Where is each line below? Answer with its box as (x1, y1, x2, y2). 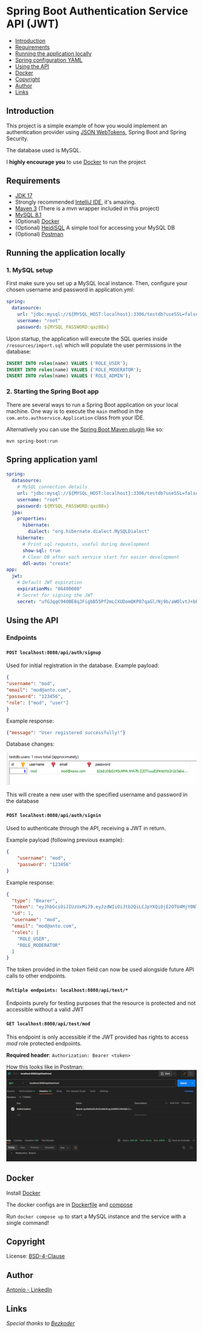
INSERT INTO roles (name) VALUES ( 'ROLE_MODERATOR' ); (6, 367, 142, 373)
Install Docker (6, 1189, 40, 1196)
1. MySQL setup (6, 266, 53, 274)
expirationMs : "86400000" (17, 586, 83, 592)
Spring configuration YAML (14, 56, 83, 63)
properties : (17, 515, 47, 522)
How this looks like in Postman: (6, 1063, 84, 1070)
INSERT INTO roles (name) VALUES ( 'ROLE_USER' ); (6, 360, 129, 366)
